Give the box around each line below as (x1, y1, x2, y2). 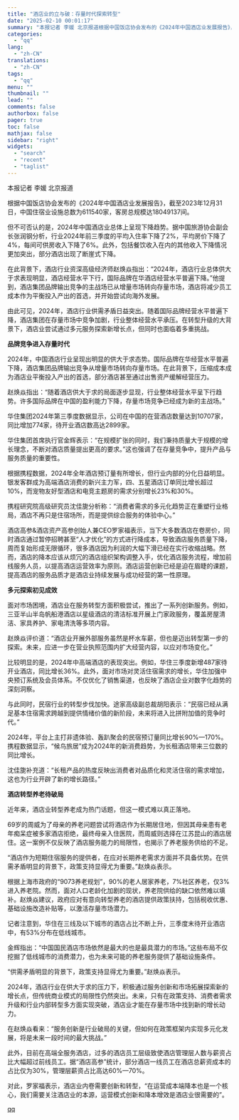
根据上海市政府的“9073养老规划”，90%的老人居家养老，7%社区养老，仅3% (7, 877, 230, 885)
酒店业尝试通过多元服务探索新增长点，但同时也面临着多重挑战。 (26, 324, 213, 332)
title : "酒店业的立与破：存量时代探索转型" (7, 10, 121, 18)
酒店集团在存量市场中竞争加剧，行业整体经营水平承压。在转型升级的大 (19, 315, 225, 324)
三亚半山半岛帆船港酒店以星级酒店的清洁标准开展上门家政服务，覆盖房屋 (7, 609, 219, 618)
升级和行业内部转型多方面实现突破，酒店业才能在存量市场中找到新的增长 (7, 1000, 219, 1009)
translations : (7, 57, 50, 64)
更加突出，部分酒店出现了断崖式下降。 (7, 249, 119, 258)
